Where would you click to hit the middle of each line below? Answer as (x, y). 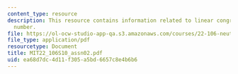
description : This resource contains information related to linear (110, 20)
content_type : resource (42, 14)
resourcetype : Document (42, 47)
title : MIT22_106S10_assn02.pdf (55, 54)
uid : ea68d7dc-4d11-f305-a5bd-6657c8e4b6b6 (73, 60)
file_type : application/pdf (49, 40)
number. (25, 27)
